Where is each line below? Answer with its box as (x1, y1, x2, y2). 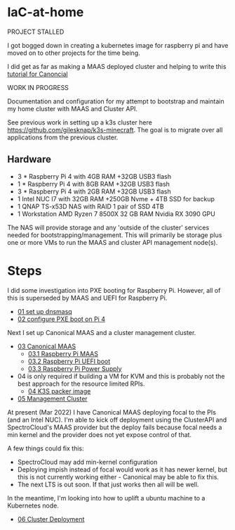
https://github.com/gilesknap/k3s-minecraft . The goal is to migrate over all (7, 125, 223, 134)
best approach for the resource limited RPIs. (17, 379, 145, 388)
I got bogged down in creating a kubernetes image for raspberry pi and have (7, 41, 229, 49)
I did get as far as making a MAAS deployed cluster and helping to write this (7, 62, 227, 70)
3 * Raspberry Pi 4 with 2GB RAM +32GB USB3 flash (17, 187, 171, 196)
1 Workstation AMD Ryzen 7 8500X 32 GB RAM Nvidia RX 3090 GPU (17, 209, 215, 218)
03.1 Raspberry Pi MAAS (27, 349, 98, 358)
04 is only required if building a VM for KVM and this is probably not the (17, 372, 225, 380)
